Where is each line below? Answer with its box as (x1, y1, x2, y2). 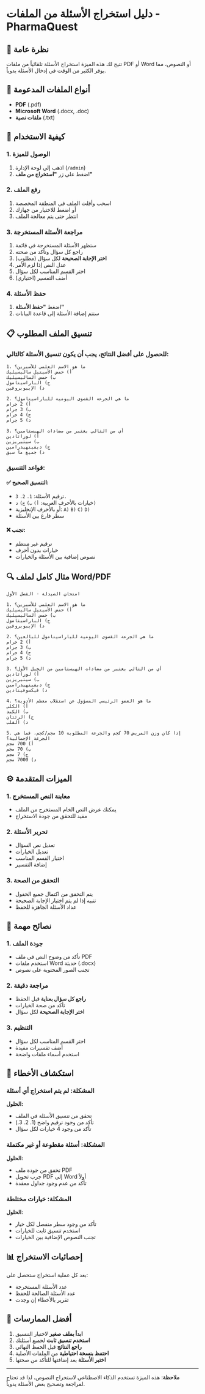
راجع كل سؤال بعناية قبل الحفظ (15, 995, 87, 1002)
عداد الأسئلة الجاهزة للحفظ (15, 903, 77, 911)
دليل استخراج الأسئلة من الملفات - (6, 7, 160, 21)
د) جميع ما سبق (6, 449, 45, 456)
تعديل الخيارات (15, 848, 49, 855)
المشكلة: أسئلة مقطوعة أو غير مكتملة (6, 1141, 105, 1149)
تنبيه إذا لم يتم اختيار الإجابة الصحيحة (15, 896, 96, 904)
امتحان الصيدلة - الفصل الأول (6, 591, 81, 597)
